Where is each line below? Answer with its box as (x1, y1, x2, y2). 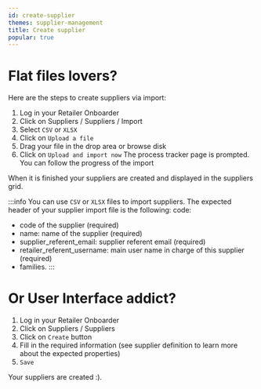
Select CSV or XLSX (19, 125, 78, 134)
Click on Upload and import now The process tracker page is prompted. (19, 150, 250, 159)
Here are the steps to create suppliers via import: (8, 93, 167, 103)
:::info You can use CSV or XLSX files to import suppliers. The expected (8, 197, 232, 206)
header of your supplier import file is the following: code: (8, 205, 192, 215)
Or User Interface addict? (8, 289, 176, 307)
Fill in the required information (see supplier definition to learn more (19, 340, 238, 350)
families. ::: (19, 262, 55, 271)
